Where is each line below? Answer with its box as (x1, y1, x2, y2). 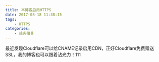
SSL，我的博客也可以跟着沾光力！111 (5, 51, 81, 57)
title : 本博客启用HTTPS (5, 7, 51, 13)
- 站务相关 (14, 31, 34, 36)
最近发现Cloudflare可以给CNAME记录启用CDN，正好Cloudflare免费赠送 (5, 45, 154, 51)
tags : (5, 17, 17, 22)
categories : (5, 26, 30, 31)
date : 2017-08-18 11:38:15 (5, 12, 62, 17)
